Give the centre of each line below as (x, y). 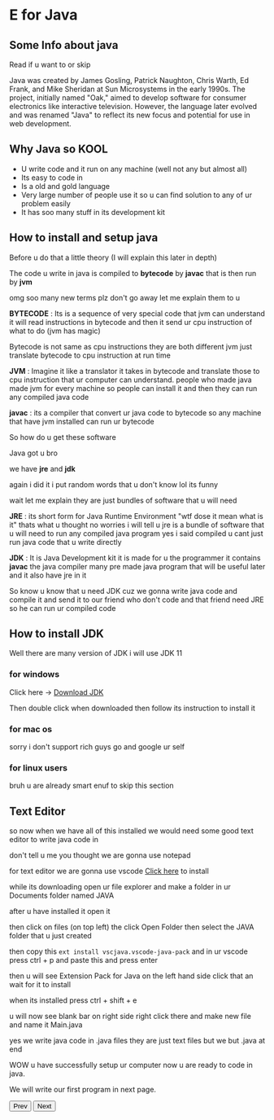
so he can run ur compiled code (63, 608)
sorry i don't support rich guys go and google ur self (97, 747)
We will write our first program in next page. (83, 1090)
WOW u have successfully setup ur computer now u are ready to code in (131, 1065)
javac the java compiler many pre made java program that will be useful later (137, 566)
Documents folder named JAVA (62, 896)
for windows (35, 674)
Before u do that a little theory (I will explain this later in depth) (113, 257)
